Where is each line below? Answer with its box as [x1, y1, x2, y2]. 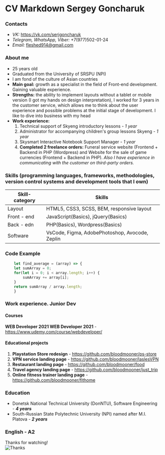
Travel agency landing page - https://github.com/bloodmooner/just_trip [12, 366, 158, 372]
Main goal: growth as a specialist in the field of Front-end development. [12, 81, 158, 87]
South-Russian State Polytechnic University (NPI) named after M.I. [12, 411, 146, 417]
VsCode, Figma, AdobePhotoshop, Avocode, [46, 229, 149, 236]
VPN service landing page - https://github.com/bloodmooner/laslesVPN [12, 356, 159, 362]
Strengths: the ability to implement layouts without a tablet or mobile [12, 91, 152, 97]
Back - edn [7, 221, 34, 228]
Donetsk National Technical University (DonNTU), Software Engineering [12, 400, 158, 406]
